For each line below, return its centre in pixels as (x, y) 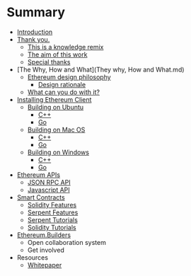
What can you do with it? (64, 92)
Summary (36, 12)
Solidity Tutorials (52, 227)
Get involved (46, 250)
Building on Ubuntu (56, 107)
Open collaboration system (67, 242)
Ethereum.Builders (44, 235)
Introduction (35, 32)
